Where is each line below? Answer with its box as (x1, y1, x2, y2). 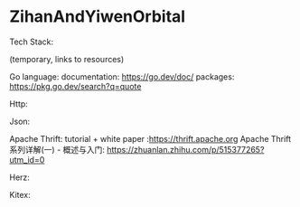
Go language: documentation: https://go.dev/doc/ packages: (9, 71, 235, 82)
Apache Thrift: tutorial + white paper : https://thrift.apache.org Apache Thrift (9, 133, 292, 144)
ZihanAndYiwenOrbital (9, 6, 186, 27)
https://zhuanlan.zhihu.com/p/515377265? (107, 144, 265, 155)
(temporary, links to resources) (9, 53, 125, 64)
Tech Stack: (9, 36, 54, 47)
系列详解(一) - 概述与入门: (9, 144, 106, 155)
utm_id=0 (9, 154, 45, 165)
